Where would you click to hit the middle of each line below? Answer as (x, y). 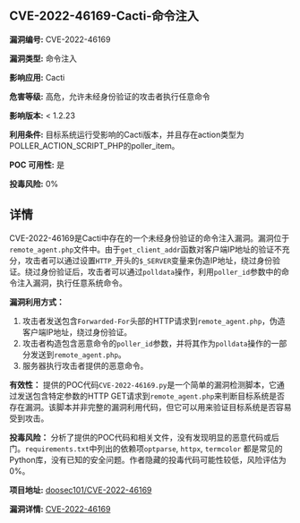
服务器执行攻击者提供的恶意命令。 (85, 365)
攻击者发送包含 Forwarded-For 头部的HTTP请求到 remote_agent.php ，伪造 (154, 321)
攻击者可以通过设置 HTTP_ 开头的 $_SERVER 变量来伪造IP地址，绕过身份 (149, 260)
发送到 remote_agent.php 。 (78, 354)
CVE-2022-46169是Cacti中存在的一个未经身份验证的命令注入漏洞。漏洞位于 (149, 238)
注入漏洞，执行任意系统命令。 (72, 283)
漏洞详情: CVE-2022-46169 (60, 509)
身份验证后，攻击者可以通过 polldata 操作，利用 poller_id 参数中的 (161, 271)
